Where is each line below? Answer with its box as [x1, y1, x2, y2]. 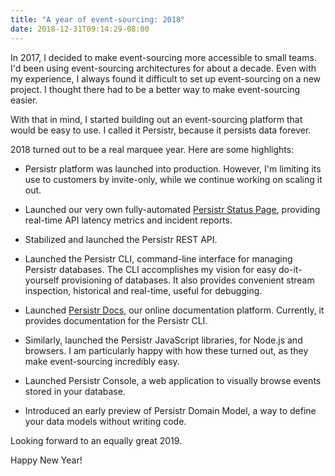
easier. [10, 94, 38, 106]
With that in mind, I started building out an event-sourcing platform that [10, 113, 303, 125]
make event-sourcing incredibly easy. [24, 355, 180, 367]
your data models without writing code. [24, 415, 187, 427]
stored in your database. [24, 385, 126, 397]
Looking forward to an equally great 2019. [10, 434, 183, 446]
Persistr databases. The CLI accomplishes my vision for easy [24, 263, 277, 275]
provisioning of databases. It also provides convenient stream [61, 274, 315, 286]
